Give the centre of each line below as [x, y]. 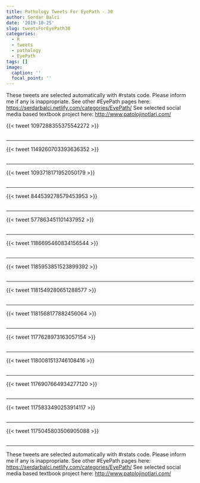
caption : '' [26, 73]
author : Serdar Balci [33, 17]
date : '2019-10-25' [30, 23]
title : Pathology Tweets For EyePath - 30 [60, 12]
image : [14, 67]
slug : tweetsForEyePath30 [38, 28]
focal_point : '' [32, 78]
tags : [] [17, 61]
